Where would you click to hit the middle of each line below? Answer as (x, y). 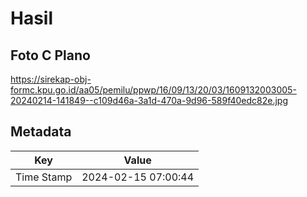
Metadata (41, 132)
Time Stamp (44, 177)
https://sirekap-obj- (51, 79)
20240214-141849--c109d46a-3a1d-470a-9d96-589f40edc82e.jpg (149, 100)
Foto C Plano (50, 55)
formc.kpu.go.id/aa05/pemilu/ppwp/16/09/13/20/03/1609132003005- (153, 90)
